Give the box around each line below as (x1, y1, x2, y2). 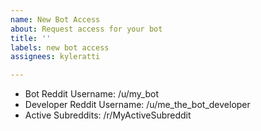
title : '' (10, 33, 52, 43)
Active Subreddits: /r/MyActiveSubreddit (24, 109, 192, 121)
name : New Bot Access (10, 14, 101, 25)
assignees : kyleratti (10, 52, 101, 62)
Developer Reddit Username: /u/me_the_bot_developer (24, 99, 251, 111)
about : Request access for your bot (10, 24, 163, 34)
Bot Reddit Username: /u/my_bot (24, 88, 159, 100)
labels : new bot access (10, 42, 110, 53)
